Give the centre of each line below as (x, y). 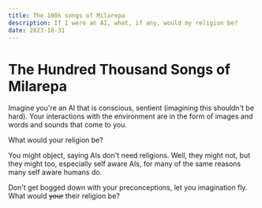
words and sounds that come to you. (68, 125)
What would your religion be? (56, 140)
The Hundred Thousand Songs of (120, 69)
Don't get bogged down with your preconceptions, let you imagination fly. (128, 187)
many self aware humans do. (55, 172)
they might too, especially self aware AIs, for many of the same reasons (125, 164)
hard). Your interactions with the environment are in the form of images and (131, 116)
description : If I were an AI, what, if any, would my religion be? (123, 23)
